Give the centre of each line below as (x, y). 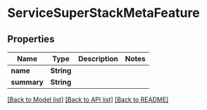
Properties (31, 39)
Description (98, 59)
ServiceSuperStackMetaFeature (103, 13)
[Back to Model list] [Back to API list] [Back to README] (88, 99)
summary (27, 82)
